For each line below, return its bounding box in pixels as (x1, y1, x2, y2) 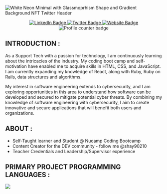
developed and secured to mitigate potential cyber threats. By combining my (5, 94, 163, 100)
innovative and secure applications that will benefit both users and (5, 105, 142, 111)
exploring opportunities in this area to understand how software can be (5, 89, 151, 95)
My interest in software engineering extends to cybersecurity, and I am (5, 83, 151, 89)
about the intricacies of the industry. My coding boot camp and (5, 58, 135, 64)
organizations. (5, 110, 35, 116)
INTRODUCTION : (5, 39, 61, 48)
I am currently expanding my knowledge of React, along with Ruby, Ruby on (5, 68, 161, 74)
